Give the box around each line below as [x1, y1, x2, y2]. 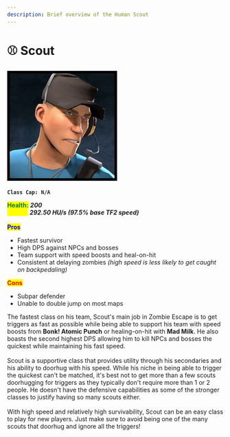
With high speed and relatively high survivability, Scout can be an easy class [7, 407, 224, 416]
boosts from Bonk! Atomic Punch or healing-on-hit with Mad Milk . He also [7, 327, 218, 335]
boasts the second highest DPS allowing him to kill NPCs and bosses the [7, 334, 213, 343]
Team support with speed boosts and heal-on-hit [16, 251, 157, 259]
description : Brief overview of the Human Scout [7, 11, 149, 18]
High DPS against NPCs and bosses [16, 243, 119, 251]
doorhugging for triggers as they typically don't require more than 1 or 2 [7, 378, 211, 386]
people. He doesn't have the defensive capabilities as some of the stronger [7, 385, 220, 394]
